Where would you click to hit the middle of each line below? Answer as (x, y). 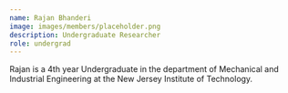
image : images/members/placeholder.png (85, 26)
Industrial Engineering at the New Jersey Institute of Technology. (131, 79)
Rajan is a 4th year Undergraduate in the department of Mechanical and (144, 69)
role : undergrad (40, 43)
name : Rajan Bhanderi (51, 18)
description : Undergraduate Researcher (85, 35)
